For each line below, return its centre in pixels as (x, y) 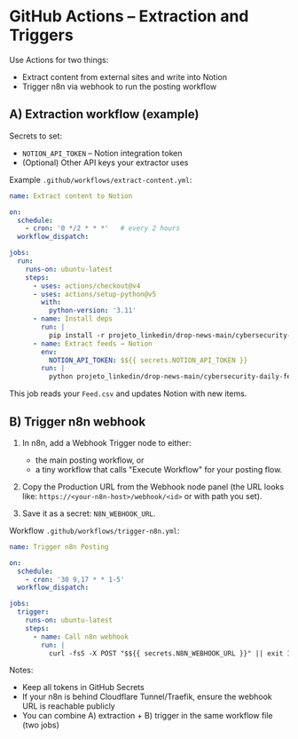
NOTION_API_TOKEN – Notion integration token (102, 153)
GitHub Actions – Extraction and (129, 16)
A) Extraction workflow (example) (104, 114)
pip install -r (76, 335)
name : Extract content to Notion (71, 196)
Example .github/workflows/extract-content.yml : (101, 179)
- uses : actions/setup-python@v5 (94, 294)
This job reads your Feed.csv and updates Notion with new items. (128, 393)
